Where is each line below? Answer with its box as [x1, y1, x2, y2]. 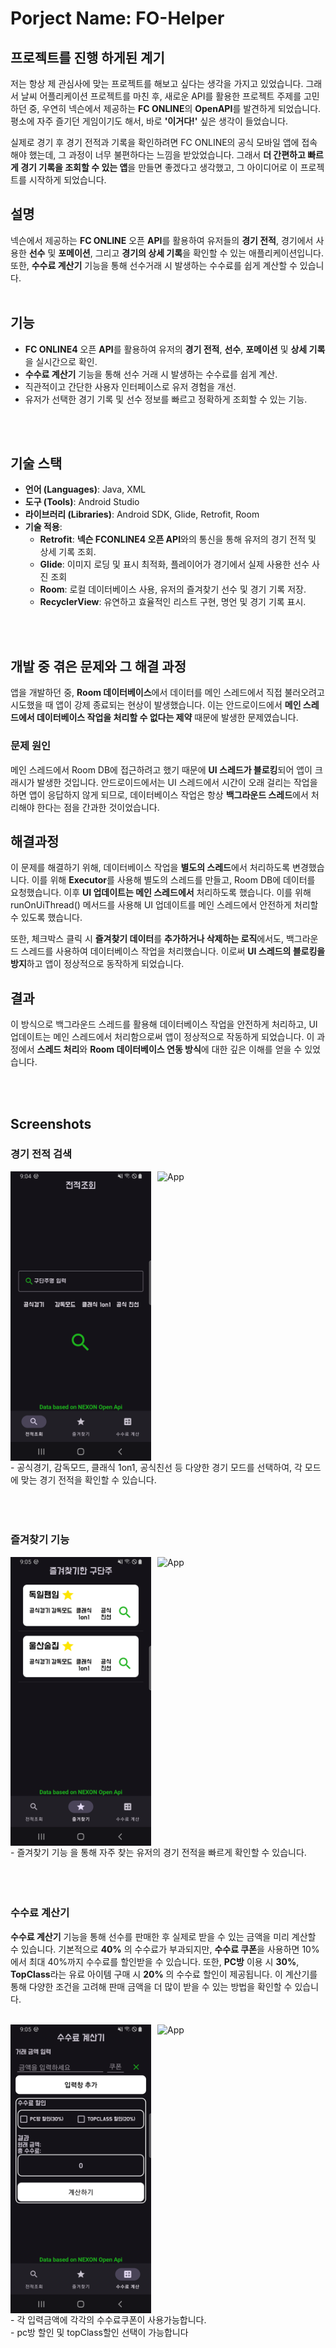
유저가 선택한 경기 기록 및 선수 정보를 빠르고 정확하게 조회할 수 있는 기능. [24, 393, 308, 405]
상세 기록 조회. [39, 546, 97, 558]
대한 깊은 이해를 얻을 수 [211, 1043, 303, 1056]
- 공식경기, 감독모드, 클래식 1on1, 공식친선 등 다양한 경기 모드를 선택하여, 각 [10, 1461, 303, 1473]
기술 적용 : [24, 521, 63, 533]
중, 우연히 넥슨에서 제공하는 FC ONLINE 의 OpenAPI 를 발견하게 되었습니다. [28, 103, 322, 114]
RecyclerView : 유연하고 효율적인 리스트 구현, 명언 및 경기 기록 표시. [39, 596, 307, 608]
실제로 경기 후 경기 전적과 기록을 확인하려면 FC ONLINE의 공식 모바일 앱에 [10, 137, 300, 148]
